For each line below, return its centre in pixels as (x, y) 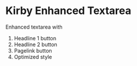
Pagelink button (33, 50)
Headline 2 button (36, 44)
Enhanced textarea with (34, 27)
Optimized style (33, 57)
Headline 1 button (35, 38)
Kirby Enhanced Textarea (68, 11)
